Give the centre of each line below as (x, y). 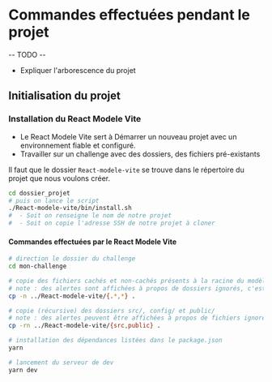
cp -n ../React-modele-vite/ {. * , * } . (72, 296)
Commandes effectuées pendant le (130, 15)
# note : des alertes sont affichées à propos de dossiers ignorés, (126, 288)
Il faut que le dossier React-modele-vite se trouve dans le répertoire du (126, 170)
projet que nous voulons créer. (59, 178)
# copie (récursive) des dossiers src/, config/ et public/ (112, 311)
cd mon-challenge (38, 266)
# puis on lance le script (54, 200)
